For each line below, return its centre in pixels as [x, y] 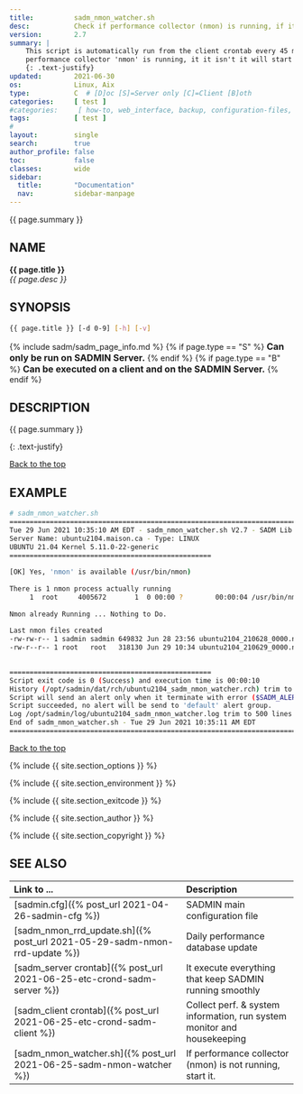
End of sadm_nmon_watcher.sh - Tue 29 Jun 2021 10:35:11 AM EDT [133, 722]
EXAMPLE [38, 492]
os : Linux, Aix [62, 85]
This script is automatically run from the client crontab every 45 [157, 51]
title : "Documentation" [76, 186]
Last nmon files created [56, 631]
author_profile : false [52, 152]
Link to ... [34, 889]
